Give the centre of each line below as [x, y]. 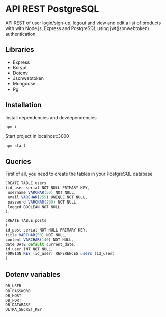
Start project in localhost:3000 [37, 136]
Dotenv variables [33, 275]
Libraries [20, 50]
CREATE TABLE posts [26, 221]
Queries [18, 162]
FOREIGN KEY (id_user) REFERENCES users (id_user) [60, 254]
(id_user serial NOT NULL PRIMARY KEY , [48, 188]
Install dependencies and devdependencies [51, 117]
